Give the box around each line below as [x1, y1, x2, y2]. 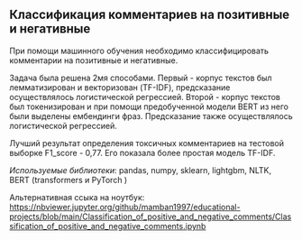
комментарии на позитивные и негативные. [9, 54, 178, 66]
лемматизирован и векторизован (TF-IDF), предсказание [9, 81, 231, 93]
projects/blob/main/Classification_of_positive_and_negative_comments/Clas [9, 211, 292, 222]
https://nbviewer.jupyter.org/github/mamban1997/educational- [9, 201, 241, 212]
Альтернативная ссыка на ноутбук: [9, 191, 145, 202]
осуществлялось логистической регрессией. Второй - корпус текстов [9, 91, 281, 102]
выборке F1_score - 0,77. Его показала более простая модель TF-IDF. [9, 147, 276, 158]
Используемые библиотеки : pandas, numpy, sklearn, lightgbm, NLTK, [9, 164, 272, 175]
